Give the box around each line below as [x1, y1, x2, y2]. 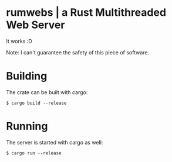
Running [6, 120, 48, 133]
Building [6, 70, 48, 83]
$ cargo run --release [6, 150, 62, 156]
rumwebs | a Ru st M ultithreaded [6, 6, 166, 19]
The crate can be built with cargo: [6, 88, 88, 96]
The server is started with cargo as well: [6, 139, 103, 146]
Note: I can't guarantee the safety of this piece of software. [6, 49, 150, 56]
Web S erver [6, 18, 65, 32]
